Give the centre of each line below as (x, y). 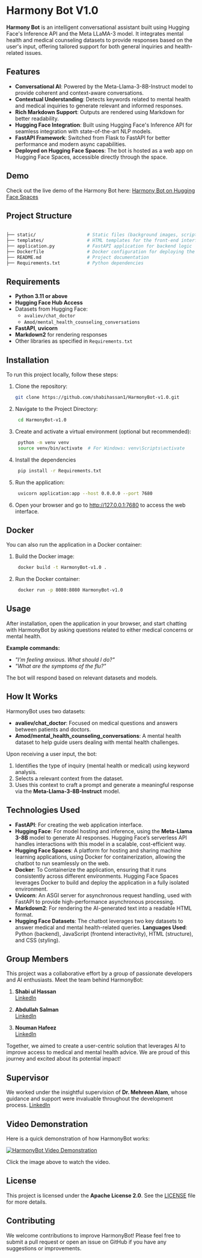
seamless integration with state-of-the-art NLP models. (83, 131)
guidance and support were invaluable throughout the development (90, 1099)
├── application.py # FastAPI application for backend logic (99, 246)
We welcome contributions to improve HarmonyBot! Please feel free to (93, 1235)
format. (24, 914)
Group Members (38, 959)
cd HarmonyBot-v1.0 (42, 420)
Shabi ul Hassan (35, 992)
